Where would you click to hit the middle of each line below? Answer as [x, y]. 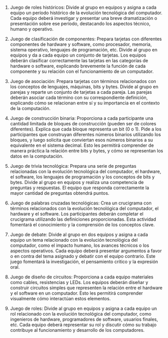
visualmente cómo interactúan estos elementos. [60, 298]
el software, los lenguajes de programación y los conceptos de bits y [82, 177]
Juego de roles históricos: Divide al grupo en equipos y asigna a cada [83, 7]
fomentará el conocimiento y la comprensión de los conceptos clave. [82, 225]
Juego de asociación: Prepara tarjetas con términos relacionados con [83, 81]
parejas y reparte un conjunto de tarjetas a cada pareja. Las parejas [81, 92]
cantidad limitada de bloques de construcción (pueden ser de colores [83, 124]
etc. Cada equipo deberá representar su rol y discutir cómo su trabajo [83, 325]
